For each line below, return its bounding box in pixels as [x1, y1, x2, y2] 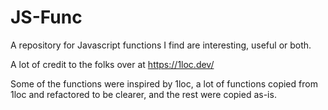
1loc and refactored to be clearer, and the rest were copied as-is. [10, 88, 277, 100]
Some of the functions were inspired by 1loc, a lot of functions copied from [10, 77, 318, 90]
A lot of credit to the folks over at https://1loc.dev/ [10, 58, 215, 70]
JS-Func [10, 6, 83, 29]
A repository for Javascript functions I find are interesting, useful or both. [10, 39, 312, 51]
